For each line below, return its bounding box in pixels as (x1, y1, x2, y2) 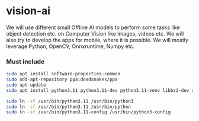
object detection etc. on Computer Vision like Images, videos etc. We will (6, 30, 184, 37)
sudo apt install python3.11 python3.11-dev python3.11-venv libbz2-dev (6, 87, 190, 93)
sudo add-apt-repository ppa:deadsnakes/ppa (6, 77, 118, 82)
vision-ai (6, 4, 51, 18)
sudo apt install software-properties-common (6, 71, 120, 77)
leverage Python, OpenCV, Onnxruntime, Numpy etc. (6, 43, 135, 50)
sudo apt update (6, 82, 46, 88)
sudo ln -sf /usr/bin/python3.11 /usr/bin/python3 (6, 98, 134, 104)
